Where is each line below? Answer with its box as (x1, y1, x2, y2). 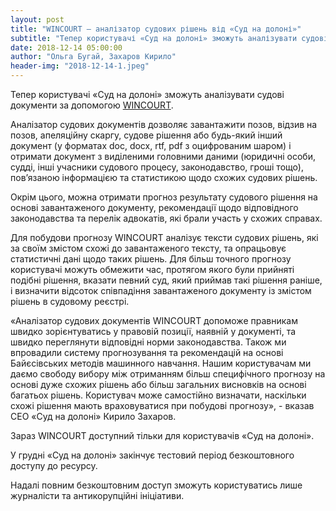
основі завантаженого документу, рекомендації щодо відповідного (10, 202, 299, 213)
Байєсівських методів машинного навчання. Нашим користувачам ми (10, 357, 312, 369)
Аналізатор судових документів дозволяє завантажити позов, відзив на (10, 119, 318, 130)
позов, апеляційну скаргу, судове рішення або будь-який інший (10, 129, 283, 141)
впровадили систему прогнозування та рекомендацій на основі (10, 347, 284, 358)
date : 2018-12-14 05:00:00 (10, 42, 123, 53)
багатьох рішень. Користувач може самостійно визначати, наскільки (10, 389, 307, 401)
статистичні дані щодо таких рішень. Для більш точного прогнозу (10, 253, 292, 265)
